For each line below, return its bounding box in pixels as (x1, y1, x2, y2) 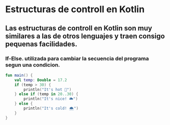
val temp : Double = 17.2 (14, 77, 67, 82)
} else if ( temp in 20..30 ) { (14, 91, 79, 97)
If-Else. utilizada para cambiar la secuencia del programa (5, 55, 149, 62)
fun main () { (5, 73, 33, 78)
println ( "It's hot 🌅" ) (23, 87, 72, 92)
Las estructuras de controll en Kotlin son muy (5, 24, 153, 33)
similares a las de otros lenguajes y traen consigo (5, 32, 165, 40)
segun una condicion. (5, 61, 60, 68)
